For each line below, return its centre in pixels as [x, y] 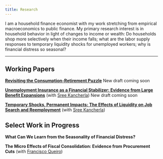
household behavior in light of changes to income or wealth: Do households [81, 34]
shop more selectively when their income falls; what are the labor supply [78, 39]
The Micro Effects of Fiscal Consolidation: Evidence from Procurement [78, 146]
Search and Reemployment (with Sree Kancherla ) [55, 110]
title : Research [21, 9]
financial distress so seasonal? [36, 49]
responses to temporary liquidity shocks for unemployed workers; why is [78, 44]
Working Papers [30, 69]
